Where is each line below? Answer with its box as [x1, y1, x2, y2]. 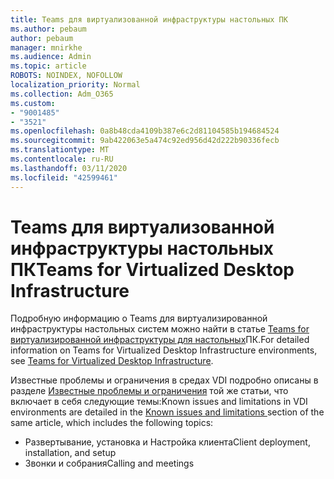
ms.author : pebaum [10, 24, 87, 34]
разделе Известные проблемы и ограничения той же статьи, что [10, 385, 289, 397]
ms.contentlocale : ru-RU [10, 154, 114, 164]
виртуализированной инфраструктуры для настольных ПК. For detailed [10, 334, 310, 346]
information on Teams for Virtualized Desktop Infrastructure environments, [10, 344, 318, 356]
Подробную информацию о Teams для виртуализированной [10, 312, 268, 325]
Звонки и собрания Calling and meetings [24, 457, 195, 470]
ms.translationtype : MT [10, 145, 110, 155]
